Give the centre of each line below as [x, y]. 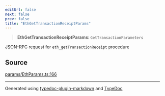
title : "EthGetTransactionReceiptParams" [48, 23]
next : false [17, 14]
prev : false [17, 19]
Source [16, 62]
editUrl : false [21, 10]
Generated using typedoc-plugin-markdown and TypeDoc [64, 89]
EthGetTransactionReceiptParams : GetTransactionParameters [80, 37]
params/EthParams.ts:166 [31, 74]
